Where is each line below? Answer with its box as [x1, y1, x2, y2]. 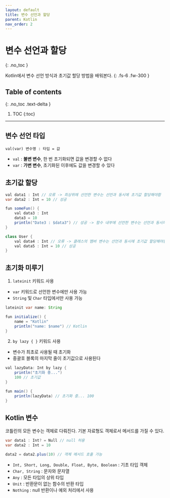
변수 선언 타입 [5, 131, 46, 140]
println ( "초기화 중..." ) [14, 370, 62, 375]
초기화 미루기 [5, 263, 44, 272]
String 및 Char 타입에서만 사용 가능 [12, 295, 82, 301]
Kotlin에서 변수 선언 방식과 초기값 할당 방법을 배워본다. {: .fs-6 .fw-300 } [5, 73, 150, 79]
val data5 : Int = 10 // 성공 [14, 243, 76, 248]
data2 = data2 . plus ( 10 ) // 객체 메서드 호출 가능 [5, 452, 103, 457]
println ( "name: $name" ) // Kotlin [14, 324, 87, 329]
